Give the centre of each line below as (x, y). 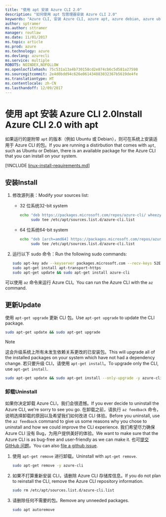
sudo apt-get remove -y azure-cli (48, 466)
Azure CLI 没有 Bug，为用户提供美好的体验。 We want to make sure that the (82, 433)
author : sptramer (23, 23)
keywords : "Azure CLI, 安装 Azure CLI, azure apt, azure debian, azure (80, 19)
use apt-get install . (27, 369)
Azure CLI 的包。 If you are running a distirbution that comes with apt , (85, 145)
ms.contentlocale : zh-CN (31, 83)
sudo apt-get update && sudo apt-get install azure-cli (71, 273)
